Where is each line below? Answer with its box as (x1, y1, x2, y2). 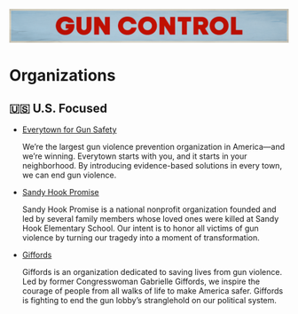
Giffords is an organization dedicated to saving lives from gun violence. (21, 267, 282, 278)
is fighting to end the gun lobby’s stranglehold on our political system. (21, 295, 278, 306)
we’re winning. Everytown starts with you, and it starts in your (21, 151, 247, 161)
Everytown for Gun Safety (21, 124, 117, 135)
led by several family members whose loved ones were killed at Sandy (21, 214, 279, 224)
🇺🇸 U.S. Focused (9, 100, 108, 115)
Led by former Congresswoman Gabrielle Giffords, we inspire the (21, 276, 260, 287)
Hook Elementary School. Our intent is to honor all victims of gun (21, 223, 259, 234)
